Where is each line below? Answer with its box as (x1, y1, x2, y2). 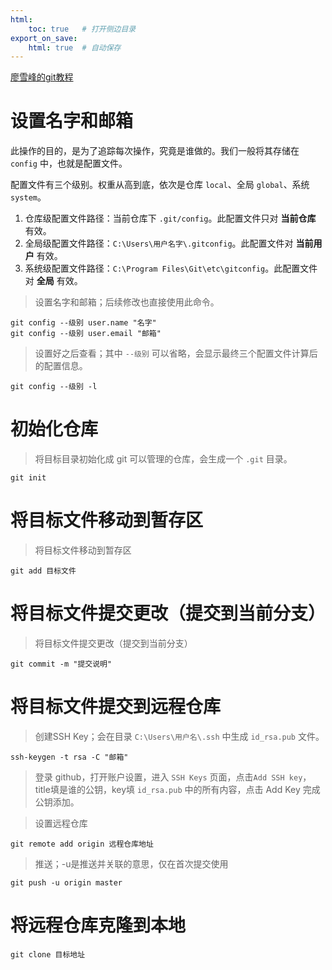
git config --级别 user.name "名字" (10, 318, 157, 328)
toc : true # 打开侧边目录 (28, 24, 137, 34)
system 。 (10, 191, 47, 203)
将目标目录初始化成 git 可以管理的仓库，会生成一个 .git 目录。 (34, 453, 293, 465)
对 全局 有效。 (24, 275, 83, 287)
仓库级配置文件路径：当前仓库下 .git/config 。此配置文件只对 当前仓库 (24, 212, 317, 225)
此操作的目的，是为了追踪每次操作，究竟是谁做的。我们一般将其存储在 (10, 145, 300, 157)
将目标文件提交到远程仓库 (10, 696, 222, 718)
